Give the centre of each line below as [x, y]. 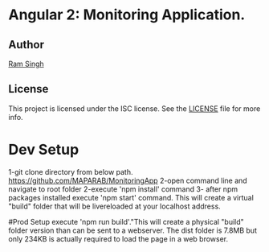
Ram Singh [26, 64]
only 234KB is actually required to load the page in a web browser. [118, 238]
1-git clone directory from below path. [71, 171]
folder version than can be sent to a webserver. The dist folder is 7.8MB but [132, 230]
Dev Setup [44, 150]
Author [26, 45]
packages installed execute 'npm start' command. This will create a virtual [131, 197]
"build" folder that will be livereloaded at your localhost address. [114, 206]
